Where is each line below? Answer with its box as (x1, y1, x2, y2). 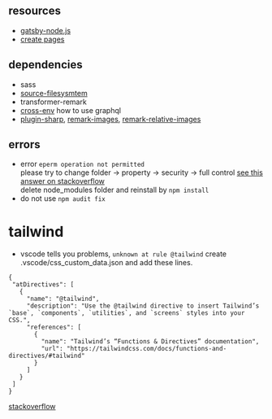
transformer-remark (19, 97, 87, 107)
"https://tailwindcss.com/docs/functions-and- (66, 345, 227, 353)
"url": (41, 345, 63, 353)
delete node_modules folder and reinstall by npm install (19, 185, 209, 195)
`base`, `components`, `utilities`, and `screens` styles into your (8, 309, 245, 317)
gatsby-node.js (19, 25, 71, 35)
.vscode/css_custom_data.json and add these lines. (19, 258, 193, 268)
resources (8, 4, 61, 18)
